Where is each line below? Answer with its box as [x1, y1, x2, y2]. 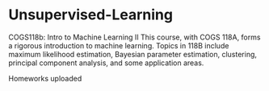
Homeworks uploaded [8, 73, 82, 83]
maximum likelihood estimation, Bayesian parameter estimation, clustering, [8, 49, 257, 59]
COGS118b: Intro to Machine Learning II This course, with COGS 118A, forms [8, 32, 261, 42]
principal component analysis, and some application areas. [8, 58, 204, 68]
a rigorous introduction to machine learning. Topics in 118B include [8, 40, 229, 50]
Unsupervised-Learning [8, 6, 174, 24]
